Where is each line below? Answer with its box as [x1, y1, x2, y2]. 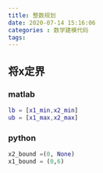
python [8, 132, 37, 143]
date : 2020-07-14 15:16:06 [8, 19, 96, 27]
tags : [8, 33, 26, 42]
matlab [8, 88, 35, 99]
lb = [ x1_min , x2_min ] [8, 106, 79, 114]
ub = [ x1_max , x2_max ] [8, 113, 79, 122]
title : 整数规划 [8, 11, 56, 20]
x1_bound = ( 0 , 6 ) [8, 157, 65, 165]
